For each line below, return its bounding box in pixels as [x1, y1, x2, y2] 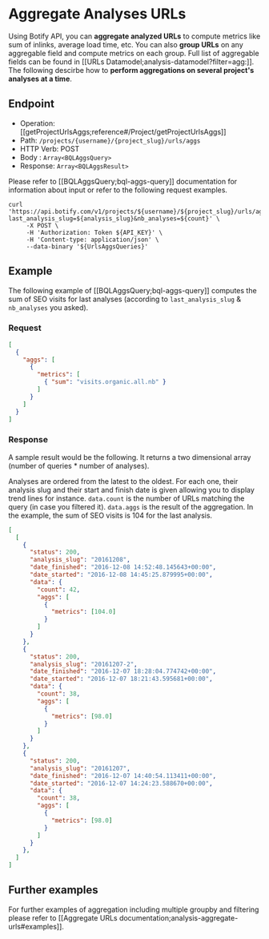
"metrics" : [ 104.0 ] [50, 608, 116, 616]
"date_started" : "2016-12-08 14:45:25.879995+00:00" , [29, 570, 214, 579]
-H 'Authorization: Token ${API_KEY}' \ [26, 228, 163, 236]
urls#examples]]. [8, 921, 64, 931]
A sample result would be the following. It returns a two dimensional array [8, 452, 251, 461]
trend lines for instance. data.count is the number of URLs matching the [8, 494, 245, 503]
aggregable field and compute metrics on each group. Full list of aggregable [8, 48, 259, 58]
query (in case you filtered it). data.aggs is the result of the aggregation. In [8, 502, 254, 511]
